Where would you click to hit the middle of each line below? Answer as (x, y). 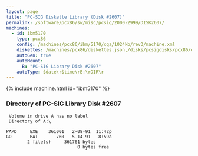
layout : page (22, 11)
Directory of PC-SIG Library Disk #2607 (64, 104)
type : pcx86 (31, 39)
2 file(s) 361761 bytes (62, 142)
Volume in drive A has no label (48, 116)
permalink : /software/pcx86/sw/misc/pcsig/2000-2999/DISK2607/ (85, 22)
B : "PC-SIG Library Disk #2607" (61, 66)
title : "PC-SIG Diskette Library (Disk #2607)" (66, 17)
